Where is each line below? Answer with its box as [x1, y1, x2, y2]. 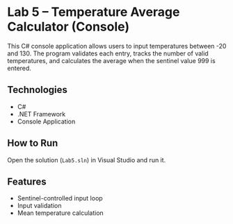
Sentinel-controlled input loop [17, 194, 103, 203]
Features [7, 175, 47, 187]
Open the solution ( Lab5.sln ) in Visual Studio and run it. [7, 155, 166, 164]
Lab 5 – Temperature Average [7, 4, 180, 20]
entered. [7, 64, 31, 72]
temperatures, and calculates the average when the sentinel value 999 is [7, 56, 216, 64]
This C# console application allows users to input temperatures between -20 [7, 42, 227, 50]
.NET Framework [17, 110, 66, 118]
